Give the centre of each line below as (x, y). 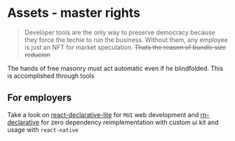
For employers (40, 98)
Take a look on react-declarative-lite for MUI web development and (103, 114)
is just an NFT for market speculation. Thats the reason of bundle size (125, 47)
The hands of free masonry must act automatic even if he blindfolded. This (115, 68)
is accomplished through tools (51, 76)
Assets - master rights (74, 13)
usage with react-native (43, 129)
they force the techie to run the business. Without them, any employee (126, 39)
